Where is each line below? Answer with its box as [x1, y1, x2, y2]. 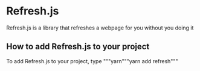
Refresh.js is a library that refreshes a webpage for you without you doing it [6, 24, 194, 31]
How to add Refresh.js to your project [6, 42, 150, 52]
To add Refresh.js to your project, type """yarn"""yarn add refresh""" [6, 57, 178, 64]
